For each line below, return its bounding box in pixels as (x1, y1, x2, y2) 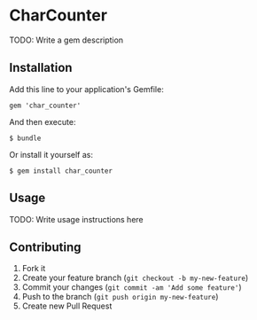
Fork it (21, 263, 46, 274)
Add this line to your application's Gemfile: (9, 83, 164, 94)
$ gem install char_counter (9, 166, 113, 176)
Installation (9, 60, 73, 75)
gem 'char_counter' (9, 101, 82, 110)
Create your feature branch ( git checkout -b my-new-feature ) (21, 272, 249, 284)
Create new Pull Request (21, 300, 113, 311)
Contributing (9, 239, 82, 254)
